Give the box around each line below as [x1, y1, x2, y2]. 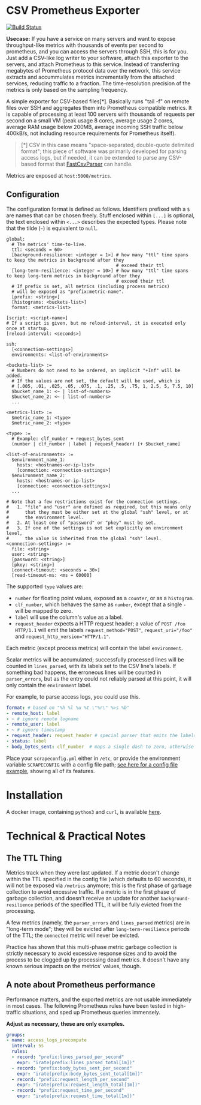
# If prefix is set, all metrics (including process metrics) [11, 283, 170, 289]
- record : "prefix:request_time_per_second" [11, 1088, 124, 1094]
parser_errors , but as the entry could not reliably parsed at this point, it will [6, 675, 191, 682]
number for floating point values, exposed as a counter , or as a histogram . [14, 594, 194, 601]
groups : [6, 1032, 26, 1038]
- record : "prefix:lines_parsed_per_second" [11, 1054, 124, 1060]
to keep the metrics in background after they [6, 257, 124, 263]
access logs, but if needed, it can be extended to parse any [20, 154, 167, 161]
